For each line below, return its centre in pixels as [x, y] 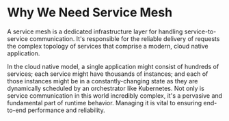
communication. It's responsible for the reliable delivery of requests [125, 38]
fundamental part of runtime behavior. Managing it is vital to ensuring [105, 103]
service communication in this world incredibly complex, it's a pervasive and [115, 95]
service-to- [200, 31]
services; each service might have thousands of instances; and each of [108, 74]
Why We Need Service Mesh [90, 13]
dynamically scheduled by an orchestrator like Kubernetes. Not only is [106, 88]
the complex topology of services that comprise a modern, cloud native [108, 46]
